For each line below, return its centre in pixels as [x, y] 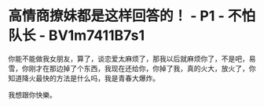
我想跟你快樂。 [32, 95]
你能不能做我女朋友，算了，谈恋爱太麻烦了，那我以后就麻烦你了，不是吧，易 [132, 59]
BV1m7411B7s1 [97, 36]
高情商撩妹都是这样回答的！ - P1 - [117, 16]
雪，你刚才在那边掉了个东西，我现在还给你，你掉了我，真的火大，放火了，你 [132, 68]
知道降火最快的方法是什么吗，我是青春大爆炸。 [84, 78]
